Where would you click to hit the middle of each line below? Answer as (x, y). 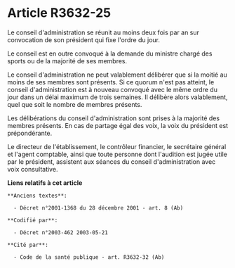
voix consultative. (33, 169)
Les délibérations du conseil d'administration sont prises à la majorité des (113, 118)
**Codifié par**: (33, 220)
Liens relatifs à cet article (45, 183)
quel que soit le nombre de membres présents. (75, 104)
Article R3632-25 (59, 13)
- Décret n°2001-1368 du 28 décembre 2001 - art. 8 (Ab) (99, 208)
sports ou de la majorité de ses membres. (67, 60)
